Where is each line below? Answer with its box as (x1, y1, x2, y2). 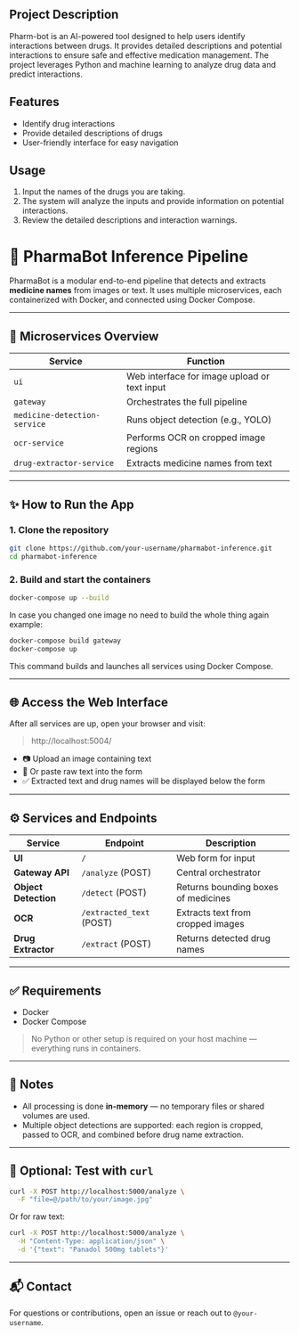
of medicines (176, 892, 231, 905)
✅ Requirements (9, 983, 102, 998)
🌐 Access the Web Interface (9, 694, 169, 709)
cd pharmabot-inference (9, 552, 98, 561)
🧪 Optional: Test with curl (9, 1163, 154, 1179)
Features (9, 94, 60, 110)
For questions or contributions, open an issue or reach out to (9, 1307, 232, 1318)
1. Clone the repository (9, 523, 109, 536)
